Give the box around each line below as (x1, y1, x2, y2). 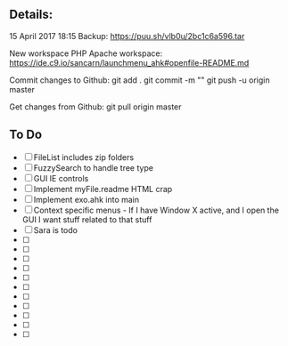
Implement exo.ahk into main (33, 194, 140, 205)
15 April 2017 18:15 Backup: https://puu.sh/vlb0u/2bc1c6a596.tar (9, 30, 245, 41)
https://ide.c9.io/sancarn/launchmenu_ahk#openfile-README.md (9, 57, 250, 68)
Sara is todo (33, 224, 78, 235)
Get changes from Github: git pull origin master (9, 101, 182, 112)
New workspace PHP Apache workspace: (9, 48, 163, 59)
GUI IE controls (33, 173, 89, 183)
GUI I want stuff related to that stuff (21, 213, 152, 225)
